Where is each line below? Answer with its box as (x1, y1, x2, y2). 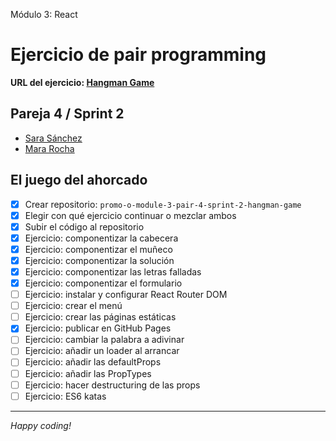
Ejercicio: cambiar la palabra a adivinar (24, 334, 185, 346)
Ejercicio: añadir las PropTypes (24, 367, 152, 379)
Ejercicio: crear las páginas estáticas (24, 311, 177, 323)
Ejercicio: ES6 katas (24, 390, 107, 402)
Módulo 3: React (10, 9, 78, 20)
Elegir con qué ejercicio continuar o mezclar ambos (24, 209, 237, 221)
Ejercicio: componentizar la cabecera (24, 232, 179, 244)
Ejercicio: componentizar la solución (24, 254, 175, 266)
